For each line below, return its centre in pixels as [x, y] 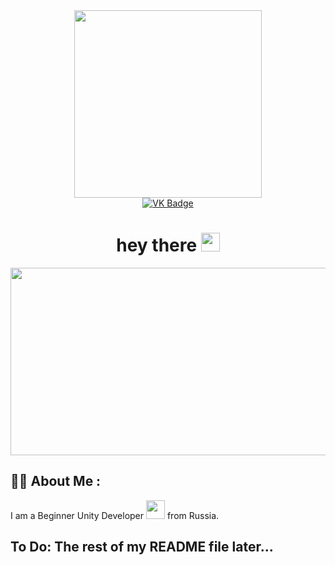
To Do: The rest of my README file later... [142, 547]
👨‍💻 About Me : [56, 481]
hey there [157, 245]
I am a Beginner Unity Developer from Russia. [115, 515]
